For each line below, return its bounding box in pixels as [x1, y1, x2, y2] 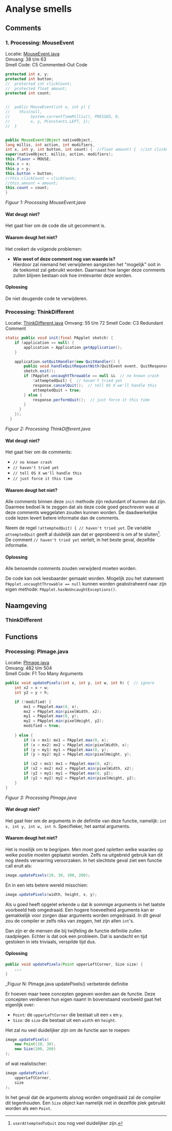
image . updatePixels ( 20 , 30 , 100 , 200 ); [5, 873, 91, 878]
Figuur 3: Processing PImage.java [5, 794, 77, 801]
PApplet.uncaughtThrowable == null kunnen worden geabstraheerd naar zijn [5, 581, 167, 587]
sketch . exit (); [24, 368, 56, 374]
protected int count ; [5, 91, 52, 96]
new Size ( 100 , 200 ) [14, 1047, 56, 1052]
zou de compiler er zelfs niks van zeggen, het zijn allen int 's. [5, 917, 135, 924]
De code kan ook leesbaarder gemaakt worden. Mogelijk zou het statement [5, 575, 164, 581]
